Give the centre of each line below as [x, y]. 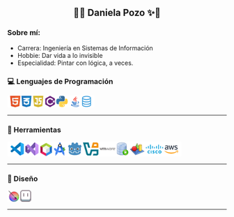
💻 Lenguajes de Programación [60, 81]
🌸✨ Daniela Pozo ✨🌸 [117, 13]
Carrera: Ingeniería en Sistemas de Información [85, 48]
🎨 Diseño [23, 179]
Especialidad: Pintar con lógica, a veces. [75, 63]
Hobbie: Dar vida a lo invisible [60, 55]
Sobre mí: [24, 33]
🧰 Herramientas [34, 130]
